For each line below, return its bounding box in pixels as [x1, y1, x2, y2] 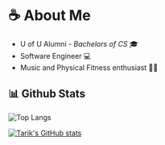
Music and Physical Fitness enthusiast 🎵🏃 [19, 62, 159, 72]
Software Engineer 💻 [19, 51, 91, 60]
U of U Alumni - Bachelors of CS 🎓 [19, 39, 138, 48]
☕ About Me [8, 6, 91, 25]
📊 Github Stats [8, 87, 86, 101]
